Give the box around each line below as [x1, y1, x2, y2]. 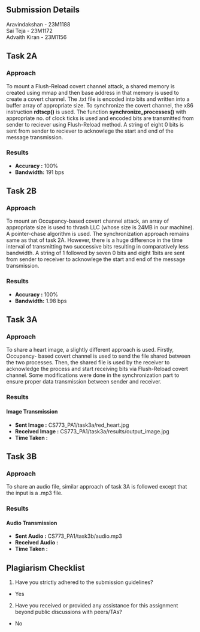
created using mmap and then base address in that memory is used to [6, 89, 180, 96]
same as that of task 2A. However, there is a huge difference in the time [6, 236, 183, 244]
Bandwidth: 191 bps [14, 168, 65, 176]
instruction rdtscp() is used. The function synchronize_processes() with [6, 108, 187, 115]
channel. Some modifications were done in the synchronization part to [6, 372, 180, 379]
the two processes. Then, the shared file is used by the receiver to [6, 359, 170, 366]
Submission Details [6, 5, 80, 15]
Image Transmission [6, 408, 58, 415]
